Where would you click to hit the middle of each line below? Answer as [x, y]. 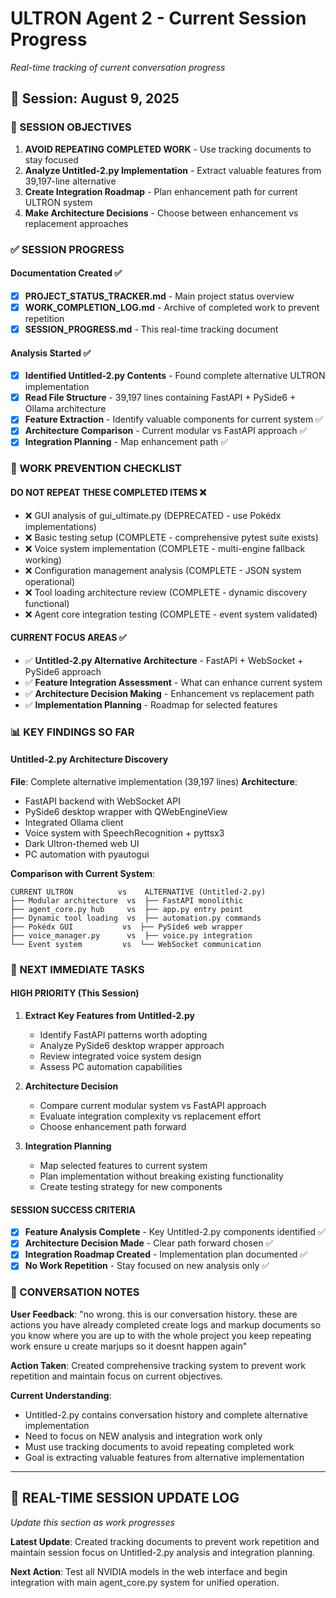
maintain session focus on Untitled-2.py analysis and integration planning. [162, 1552]
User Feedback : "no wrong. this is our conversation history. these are [154, 1314]
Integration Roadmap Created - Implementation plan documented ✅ [166, 1254]
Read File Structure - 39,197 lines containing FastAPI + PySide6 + [160, 398]
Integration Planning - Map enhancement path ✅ [126, 442]
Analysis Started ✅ [51, 353]
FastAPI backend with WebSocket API [102, 801]
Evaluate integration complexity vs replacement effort [150, 1116]
